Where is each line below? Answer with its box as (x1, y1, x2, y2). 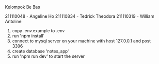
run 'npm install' (12, 33, 45, 38)
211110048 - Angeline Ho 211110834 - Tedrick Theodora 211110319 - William (5, 13, 155, 19)
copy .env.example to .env (12, 28, 65, 33)
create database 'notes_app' (12, 48, 69, 54)
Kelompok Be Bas (5, 4, 40, 10)
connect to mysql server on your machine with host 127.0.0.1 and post (12, 38, 151, 44)
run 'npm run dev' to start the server (12, 53, 85, 59)
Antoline (5, 19, 22, 24)
